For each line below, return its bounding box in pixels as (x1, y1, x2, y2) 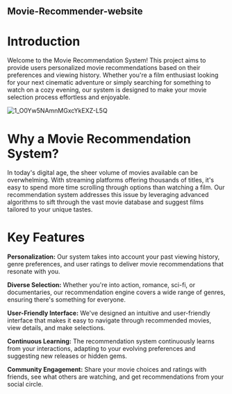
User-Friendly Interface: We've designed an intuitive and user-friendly (7, 309, 210, 318)
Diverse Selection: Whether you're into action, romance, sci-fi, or (7, 281, 196, 289)
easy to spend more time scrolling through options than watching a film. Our (7, 183, 225, 191)
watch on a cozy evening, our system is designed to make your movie (7, 86, 207, 94)
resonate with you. (7, 267, 60, 276)
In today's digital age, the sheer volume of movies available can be (7, 169, 198, 177)
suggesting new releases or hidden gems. (7, 352, 127, 360)
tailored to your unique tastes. (7, 205, 93, 214)
